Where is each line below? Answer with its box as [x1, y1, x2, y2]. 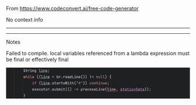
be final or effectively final [6, 56, 69, 63]
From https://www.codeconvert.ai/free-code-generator [6, 5, 139, 12]
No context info [6, 16, 44, 23]
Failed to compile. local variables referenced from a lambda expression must [6, 50, 190, 57]
